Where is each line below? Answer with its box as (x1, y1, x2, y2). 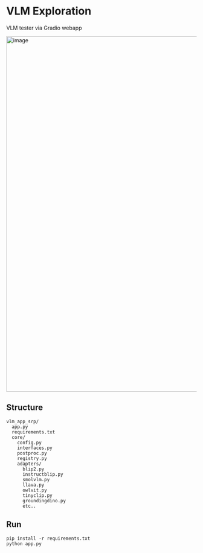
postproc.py (17, 450, 47, 456)
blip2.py (22, 466, 45, 472)
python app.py (6, 540, 42, 547)
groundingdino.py (22, 497, 66, 503)
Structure (6, 403, 43, 413)
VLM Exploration (6, 4, 92, 18)
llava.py (22, 482, 45, 488)
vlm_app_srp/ (6, 418, 39, 424)
